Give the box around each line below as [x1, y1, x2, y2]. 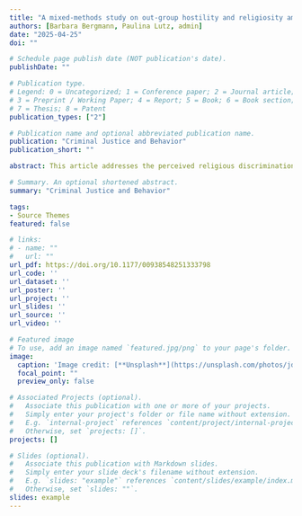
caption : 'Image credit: [17, 360, 111, 369]
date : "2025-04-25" [9, 30, 83, 39]
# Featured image [9, 335, 75, 344]
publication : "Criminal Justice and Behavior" [9, 137, 187, 147]
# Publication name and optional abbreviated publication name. [9, 129, 255, 138]
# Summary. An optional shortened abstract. [9, 178, 179, 187]
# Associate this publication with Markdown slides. [9, 459, 219, 468]
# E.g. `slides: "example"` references [9, 476, 167, 485]
